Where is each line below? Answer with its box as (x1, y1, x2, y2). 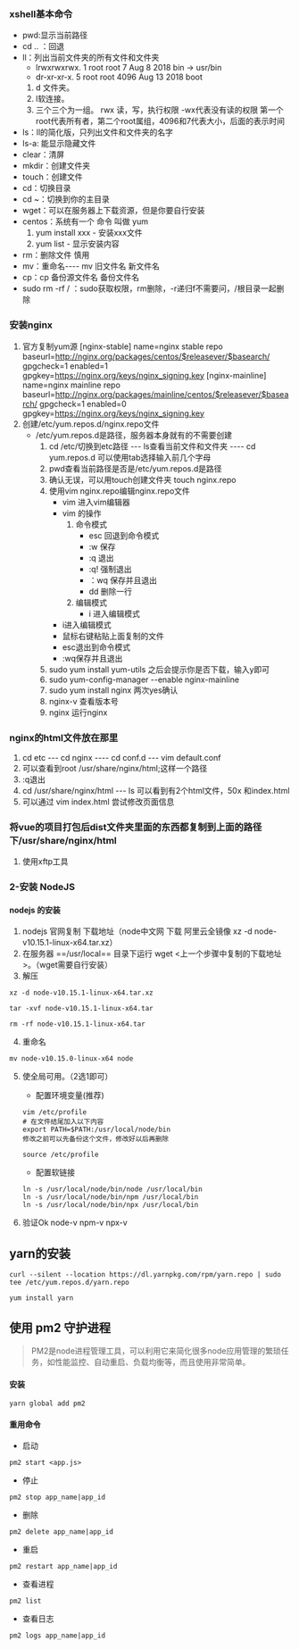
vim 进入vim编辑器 (62, 496, 131, 507)
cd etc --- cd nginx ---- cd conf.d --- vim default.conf (21, 752, 221, 762)
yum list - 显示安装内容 (35, 238, 120, 249)
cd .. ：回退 (21, 41, 65, 52)
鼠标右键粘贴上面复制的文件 (62, 630, 165, 641)
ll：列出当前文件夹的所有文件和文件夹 (21, 52, 160, 63)
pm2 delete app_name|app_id (9, 1528, 114, 1537)
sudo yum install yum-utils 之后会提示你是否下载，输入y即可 (48, 663, 270, 675)
